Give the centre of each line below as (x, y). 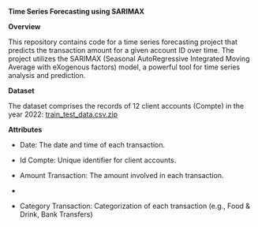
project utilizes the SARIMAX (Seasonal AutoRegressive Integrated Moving (129, 59)
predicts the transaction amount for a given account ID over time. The (122, 50)
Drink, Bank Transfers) (56, 214)
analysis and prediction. (47, 75)
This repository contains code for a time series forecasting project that (123, 42)
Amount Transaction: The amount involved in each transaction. (122, 175)
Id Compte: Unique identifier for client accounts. (98, 160)
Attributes (25, 130)
